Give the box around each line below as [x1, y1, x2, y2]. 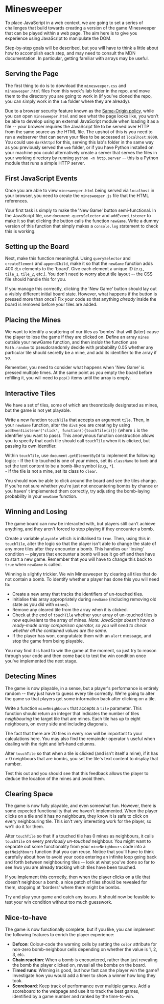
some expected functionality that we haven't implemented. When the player [5, 808, 158, 814]
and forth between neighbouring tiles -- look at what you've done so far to [5, 859, 155, 865]
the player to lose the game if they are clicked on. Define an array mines [5, 334, 149, 340]
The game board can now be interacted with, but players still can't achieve [5, 520, 156, 526]
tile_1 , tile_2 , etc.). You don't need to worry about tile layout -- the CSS [5, 271, 153, 277]
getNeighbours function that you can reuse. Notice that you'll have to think [5, 849, 154, 855]
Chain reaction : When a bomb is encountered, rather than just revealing [12, 957, 158, 963]
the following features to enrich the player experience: [5, 932, 115, 938]
